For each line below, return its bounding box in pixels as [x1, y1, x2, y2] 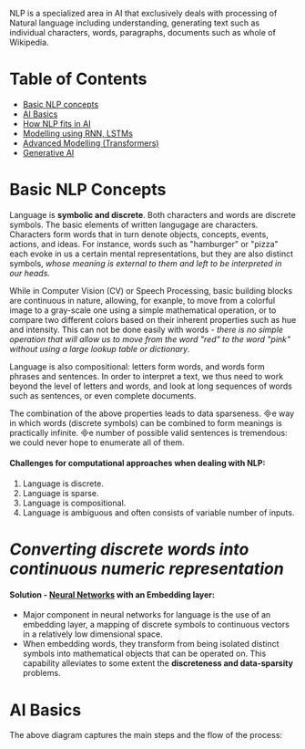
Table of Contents [9, 68, 147, 89]
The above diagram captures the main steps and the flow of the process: [9, 730, 283, 741]
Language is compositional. [22, 497, 127, 509]
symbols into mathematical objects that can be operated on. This [22, 648, 267, 660]
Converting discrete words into [9, 539, 249, 560]
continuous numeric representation [9, 558, 284, 579]
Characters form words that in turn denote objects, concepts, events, [9, 228, 269, 240]
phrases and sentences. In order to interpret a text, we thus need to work [9, 370, 284, 381]
